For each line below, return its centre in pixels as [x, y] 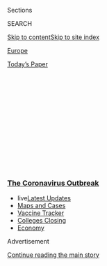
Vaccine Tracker [41, 213]
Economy [31, 228]
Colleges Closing [42, 221]
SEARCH [20, 23]
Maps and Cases [41, 206]
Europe [17, 51]
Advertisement [28, 242]
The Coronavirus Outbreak [53, 183]
